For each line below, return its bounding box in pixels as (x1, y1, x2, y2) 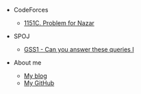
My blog (23, 72, 48, 80)
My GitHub (23, 79, 55, 87)
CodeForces (13, 6, 49, 14)
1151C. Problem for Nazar (23, 19, 94, 27)
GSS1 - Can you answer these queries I (23, 46, 135, 53)
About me (13, 59, 42, 67)
